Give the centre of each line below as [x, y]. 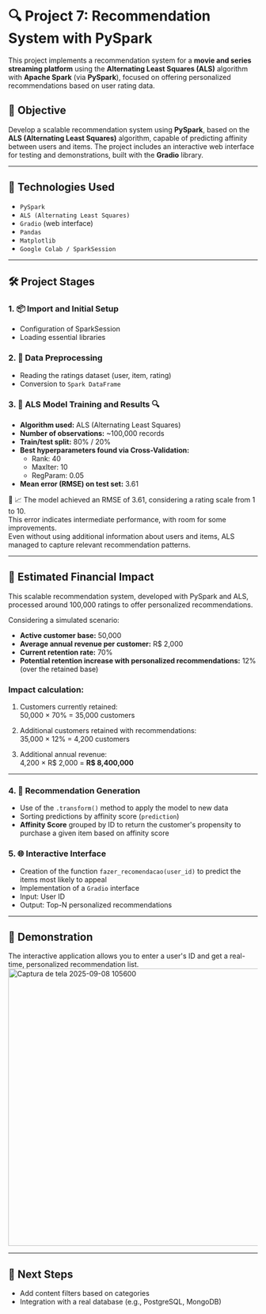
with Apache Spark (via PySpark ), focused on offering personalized [120, 77]
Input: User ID [42, 896]
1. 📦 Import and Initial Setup [63, 308]
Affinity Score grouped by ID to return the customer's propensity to [130, 825]
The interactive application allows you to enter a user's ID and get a [118, 956]
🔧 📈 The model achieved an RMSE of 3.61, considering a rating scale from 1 [132, 499]
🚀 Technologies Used [61, 187]
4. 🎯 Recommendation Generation [74, 790]
